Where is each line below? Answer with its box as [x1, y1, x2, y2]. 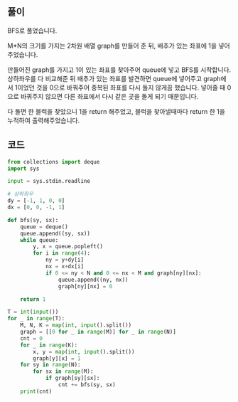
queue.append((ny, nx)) [58, 276, 129, 283]
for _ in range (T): [7, 315, 65, 322]
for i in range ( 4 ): [33, 250, 91, 257]
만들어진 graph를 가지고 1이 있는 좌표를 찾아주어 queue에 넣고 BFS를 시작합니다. [7, 65, 232, 74]
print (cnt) [20, 388, 53, 395]
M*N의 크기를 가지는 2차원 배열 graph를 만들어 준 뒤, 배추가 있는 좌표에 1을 [7, 41, 217, 50]
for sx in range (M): [33, 368, 94, 375]
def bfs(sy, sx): [7, 216, 59, 223]
